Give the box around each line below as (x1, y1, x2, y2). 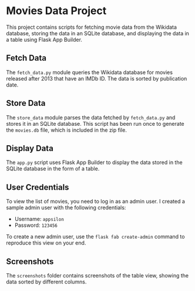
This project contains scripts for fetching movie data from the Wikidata (6, 24, 177, 31)
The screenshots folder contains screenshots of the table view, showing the (6, 272, 189, 279)
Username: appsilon (14, 216, 65, 223)
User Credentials (6, 182, 69, 192)
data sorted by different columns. (6, 278, 87, 285)
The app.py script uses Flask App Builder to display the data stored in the (6, 159, 183, 166)
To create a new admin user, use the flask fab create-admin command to (6, 233, 185, 240)
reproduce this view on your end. (6, 239, 86, 246)
